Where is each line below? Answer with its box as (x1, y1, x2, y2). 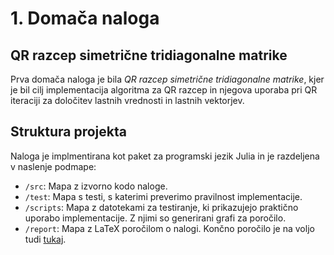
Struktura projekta (10, 123, 127, 141)
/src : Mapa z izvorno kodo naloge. (24, 180, 168, 192)
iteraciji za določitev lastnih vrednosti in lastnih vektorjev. (10, 95, 245, 106)
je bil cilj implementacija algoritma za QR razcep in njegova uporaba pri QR (10, 84, 318, 96)
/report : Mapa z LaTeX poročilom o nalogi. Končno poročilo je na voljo (24, 222, 315, 234)
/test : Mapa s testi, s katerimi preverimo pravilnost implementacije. (24, 190, 303, 202)
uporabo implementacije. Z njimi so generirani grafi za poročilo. (24, 212, 287, 224)
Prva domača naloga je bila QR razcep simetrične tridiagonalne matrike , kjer (10, 73, 325, 85)
